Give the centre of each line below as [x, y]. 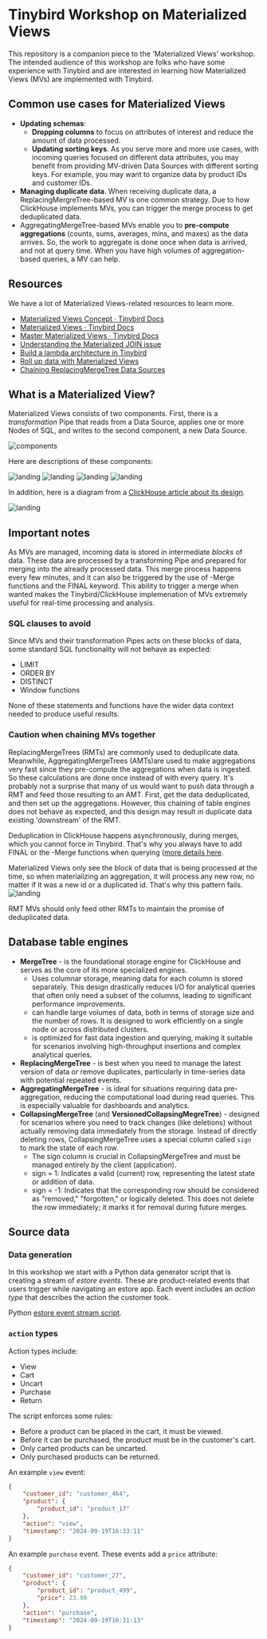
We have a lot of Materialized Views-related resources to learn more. [121, 303]
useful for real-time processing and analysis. [82, 603]
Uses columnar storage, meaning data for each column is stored [137, 978]
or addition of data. [63, 1181]
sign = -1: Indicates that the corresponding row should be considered [145, 1190]
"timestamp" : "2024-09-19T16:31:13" [84, 1620]
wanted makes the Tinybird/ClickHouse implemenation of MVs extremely [128, 595]
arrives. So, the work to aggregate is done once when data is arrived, [133, 242]
